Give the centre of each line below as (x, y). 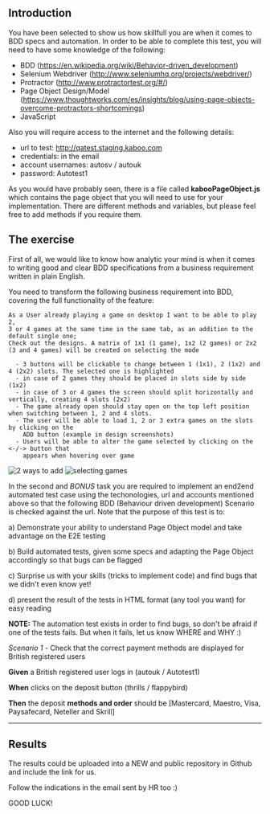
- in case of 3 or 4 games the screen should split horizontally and (134, 392)
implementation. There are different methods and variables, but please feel (132, 206)
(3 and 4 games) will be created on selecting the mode (104, 350)
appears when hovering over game (79, 456)
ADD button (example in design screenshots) (98, 434)
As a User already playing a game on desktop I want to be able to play (133, 315)
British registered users (47, 656)
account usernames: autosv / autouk (81, 165)
